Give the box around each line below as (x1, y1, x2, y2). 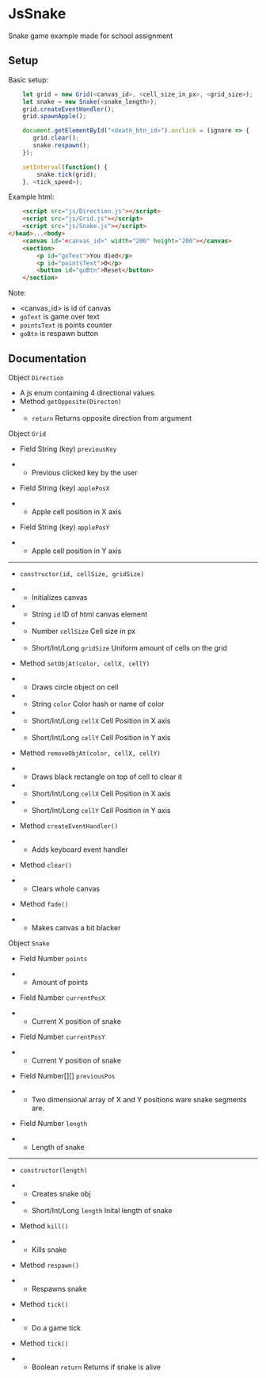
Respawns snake (31, 1284, 87, 1293)
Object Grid (8, 429, 46, 438)
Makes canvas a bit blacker (31, 922, 121, 932)
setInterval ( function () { (22, 163, 108, 171)
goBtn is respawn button (19, 329, 99, 338)
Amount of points (31, 977, 89, 987)
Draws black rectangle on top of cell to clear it (31, 772, 182, 781)
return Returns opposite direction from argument (31, 413, 192, 422)
